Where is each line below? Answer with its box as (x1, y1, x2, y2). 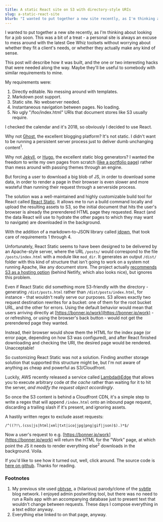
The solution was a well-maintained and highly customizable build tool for (5, 194, 152, 199)
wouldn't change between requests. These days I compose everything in (12, 501, 158, 507)
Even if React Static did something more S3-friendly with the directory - (5, 284, 148, 290)
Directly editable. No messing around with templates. (12, 89, 118, 95)
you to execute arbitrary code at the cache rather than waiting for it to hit (5, 379, 151, 385)
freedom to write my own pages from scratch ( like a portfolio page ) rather (5, 159, 153, 165)
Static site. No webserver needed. (12, 99, 81, 105)
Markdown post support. (12, 94, 62, 100)
